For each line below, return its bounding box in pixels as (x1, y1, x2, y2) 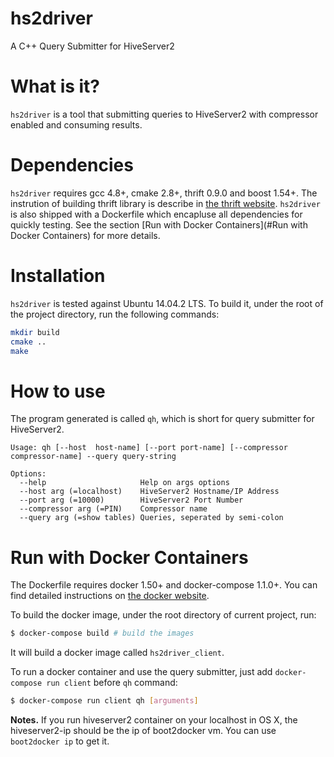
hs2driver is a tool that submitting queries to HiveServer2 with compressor (10, 108, 319, 120)
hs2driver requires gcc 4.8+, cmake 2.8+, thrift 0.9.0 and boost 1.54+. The (10, 187, 318, 199)
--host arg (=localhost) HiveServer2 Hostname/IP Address (19, 487, 280, 497)
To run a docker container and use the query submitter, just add (10, 666, 273, 678)
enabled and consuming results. (10, 118, 143, 131)
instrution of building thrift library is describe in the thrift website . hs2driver (10, 197, 321, 209)
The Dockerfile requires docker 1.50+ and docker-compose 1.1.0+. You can (10, 579, 318, 591)
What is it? (10, 75, 101, 98)
